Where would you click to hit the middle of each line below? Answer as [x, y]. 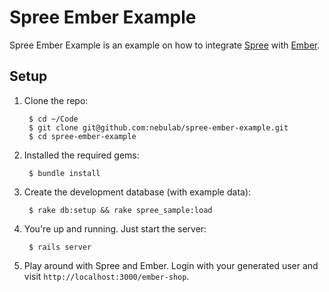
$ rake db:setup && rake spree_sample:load [120, 210]
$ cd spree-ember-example [82, 136]
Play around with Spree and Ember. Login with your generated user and [171, 265]
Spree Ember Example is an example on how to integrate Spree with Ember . [165, 45]
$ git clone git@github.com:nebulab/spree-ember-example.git [158, 127]
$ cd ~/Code [53, 119]
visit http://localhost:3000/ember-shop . [106, 276]
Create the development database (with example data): [137, 192]
